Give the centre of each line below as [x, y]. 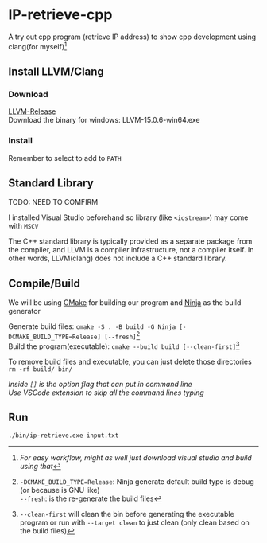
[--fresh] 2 [122, 336]
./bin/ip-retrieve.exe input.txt [64, 436]
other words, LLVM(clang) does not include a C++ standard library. [118, 258]
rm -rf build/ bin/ [41, 369]
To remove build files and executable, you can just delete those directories [130, 361]
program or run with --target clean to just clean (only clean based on [134, 522]
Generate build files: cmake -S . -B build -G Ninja [92, 326]
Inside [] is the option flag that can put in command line [100, 384]
